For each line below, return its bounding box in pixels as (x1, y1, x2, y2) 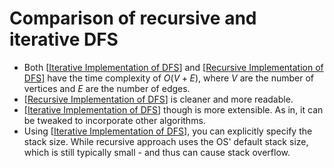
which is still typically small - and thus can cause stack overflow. (23, 146, 291, 158)
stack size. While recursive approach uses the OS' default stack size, (23, 135, 309, 147)
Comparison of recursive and (9, 7, 257, 30)
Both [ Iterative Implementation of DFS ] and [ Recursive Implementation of (23, 61, 324, 73)
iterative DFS (9, 28, 119, 51)
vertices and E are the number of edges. (23, 82, 191, 94)
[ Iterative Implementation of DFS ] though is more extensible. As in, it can (23, 103, 324, 116)
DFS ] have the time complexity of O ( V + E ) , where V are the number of (23, 72, 315, 84)
